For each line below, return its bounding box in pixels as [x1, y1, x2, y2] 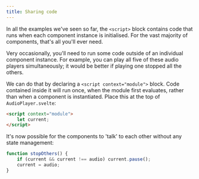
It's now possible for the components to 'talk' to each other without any [6, 133, 182, 140]
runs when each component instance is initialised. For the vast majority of [6, 31, 188, 39]
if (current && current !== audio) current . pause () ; [17, 156, 151, 162]
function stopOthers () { [6, 151, 68, 157]
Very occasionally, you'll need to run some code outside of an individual [6, 49, 183, 57]
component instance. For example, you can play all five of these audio [6, 56, 179, 63]
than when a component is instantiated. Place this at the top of [6, 93, 160, 100]
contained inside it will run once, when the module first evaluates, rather [6, 86, 184, 93]
